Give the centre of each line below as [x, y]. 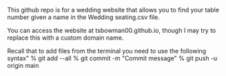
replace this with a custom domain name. [65, 38]
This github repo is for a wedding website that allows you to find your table [113, 10]
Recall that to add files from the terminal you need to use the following [107, 51]
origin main [23, 65]
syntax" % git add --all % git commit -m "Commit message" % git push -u [112, 58]
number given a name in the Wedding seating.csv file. [83, 17]
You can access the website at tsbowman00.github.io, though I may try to [112, 30]
